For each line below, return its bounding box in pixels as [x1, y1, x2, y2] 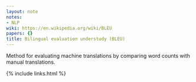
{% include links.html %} [6, 70, 66, 77]
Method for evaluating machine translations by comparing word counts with [6, 53, 191, 59]
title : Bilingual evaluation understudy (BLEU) [6, 36, 126, 42]
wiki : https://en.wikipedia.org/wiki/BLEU [6, 25, 112, 31]
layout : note [6, 8, 38, 15]
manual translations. [6, 58, 55, 65]
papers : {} [6, 31, 33, 37]
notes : [6, 14, 22, 20]
